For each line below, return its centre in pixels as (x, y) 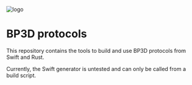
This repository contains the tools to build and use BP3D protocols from (96, 50)
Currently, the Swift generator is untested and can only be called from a (96, 69)
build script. (21, 75)
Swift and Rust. (25, 57)
